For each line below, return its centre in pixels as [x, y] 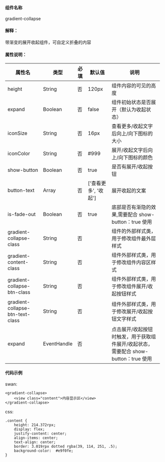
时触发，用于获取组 [134, 336]
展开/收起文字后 [130, 150]
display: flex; [29, 429]
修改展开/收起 [132, 311]
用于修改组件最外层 [134, 238]
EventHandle [58, 344]
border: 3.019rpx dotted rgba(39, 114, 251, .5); [66, 446]
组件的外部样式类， [134, 231]
